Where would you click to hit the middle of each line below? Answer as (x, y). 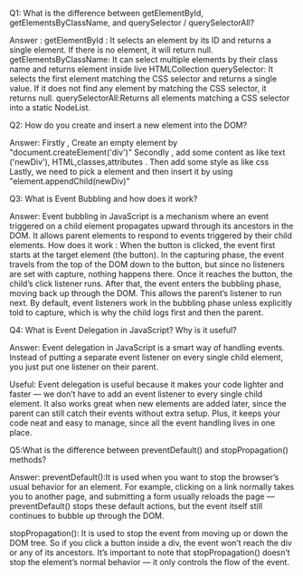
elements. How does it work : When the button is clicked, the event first (142, 245)
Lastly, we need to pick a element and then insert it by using (121, 172)
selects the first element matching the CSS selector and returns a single (143, 79)
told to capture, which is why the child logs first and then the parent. (137, 312)
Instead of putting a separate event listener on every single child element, (146, 357)
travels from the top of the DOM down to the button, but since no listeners (147, 264)
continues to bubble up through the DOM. (87, 516)
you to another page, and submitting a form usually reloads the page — (142, 496)
